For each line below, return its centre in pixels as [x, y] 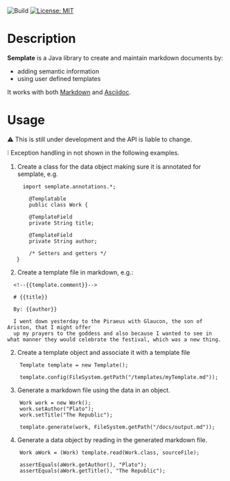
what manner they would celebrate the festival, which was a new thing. [114, 340]
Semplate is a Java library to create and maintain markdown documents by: [115, 58]
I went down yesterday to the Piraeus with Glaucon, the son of [108, 321]
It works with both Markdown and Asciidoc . [69, 92]
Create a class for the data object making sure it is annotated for [109, 166]
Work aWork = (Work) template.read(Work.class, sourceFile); [109, 453]
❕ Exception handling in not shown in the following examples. [94, 152]
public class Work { [59, 204]
